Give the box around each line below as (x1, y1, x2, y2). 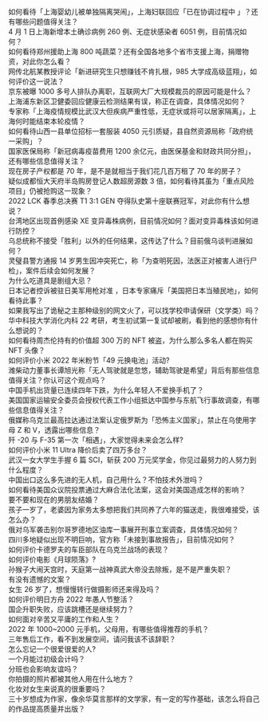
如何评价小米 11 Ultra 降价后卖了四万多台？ (8, 445, 148, 454)
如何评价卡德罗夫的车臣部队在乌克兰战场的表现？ (8, 545, 169, 554)
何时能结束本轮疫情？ (14, 116, 85, 126)
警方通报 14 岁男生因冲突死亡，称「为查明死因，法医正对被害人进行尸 (29, 256, 258, 265)
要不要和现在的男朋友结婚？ (8, 495, 100, 504)
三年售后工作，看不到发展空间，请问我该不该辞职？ (8, 634, 176, 644)
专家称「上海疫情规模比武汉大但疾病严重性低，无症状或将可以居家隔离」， (8, 107, 250, 116)
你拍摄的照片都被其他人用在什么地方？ (8, 674, 134, 684)
